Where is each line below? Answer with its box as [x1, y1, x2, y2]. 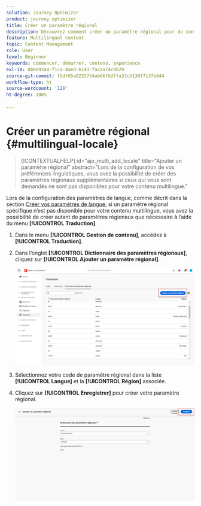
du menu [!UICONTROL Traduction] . [6, 219, 97, 227]
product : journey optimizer [6, 16, 77, 22]
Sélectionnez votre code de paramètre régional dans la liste [14, 371, 162, 378]
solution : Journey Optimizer [6, 10, 79, 16]
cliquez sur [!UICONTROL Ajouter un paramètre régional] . [14, 255, 160, 263]
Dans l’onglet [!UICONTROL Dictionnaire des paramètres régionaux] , [14, 249, 187, 256]
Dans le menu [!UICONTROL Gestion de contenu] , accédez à [14, 231, 167, 238]
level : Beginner [6, 54, 47, 60]
